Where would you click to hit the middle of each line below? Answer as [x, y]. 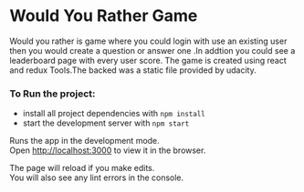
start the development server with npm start [106, 123]
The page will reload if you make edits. [82, 168]
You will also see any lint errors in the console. [97, 177]
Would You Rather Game [104, 16]
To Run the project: [52, 94]
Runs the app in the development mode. [84, 141]
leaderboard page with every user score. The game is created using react [148, 60]
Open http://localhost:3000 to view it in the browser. [108, 150]
